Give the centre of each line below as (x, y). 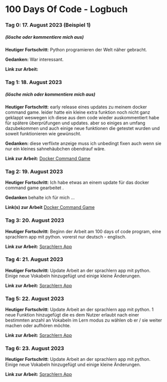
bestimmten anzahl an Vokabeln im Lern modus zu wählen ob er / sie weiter (84, 320)
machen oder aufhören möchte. (38, 326)
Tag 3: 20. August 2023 (35, 220)
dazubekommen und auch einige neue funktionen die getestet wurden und (82, 128)
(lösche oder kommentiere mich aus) (45, 37)
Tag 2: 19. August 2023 (34, 171)
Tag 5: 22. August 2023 (35, 298)
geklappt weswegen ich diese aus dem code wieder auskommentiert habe (82, 117)
